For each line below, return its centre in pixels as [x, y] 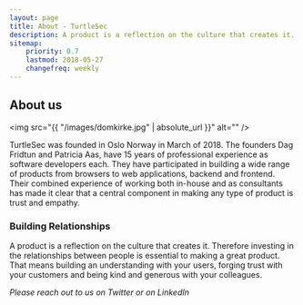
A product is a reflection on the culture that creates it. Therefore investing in [151, 245]
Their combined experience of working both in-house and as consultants [146, 183]
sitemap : [26, 43]
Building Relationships [60, 226]
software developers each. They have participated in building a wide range [150, 163]
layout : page [34, 18]
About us [36, 105]
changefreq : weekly [63, 69]
